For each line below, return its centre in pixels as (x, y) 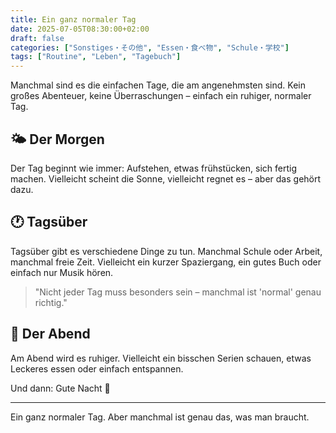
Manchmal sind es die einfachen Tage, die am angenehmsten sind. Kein (158, 85)
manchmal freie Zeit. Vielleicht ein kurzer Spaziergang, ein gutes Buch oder (166, 262)
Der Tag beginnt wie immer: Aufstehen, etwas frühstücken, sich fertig (153, 168)
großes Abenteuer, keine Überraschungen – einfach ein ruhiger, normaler (161, 96)
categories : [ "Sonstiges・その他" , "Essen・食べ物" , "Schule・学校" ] (150, 47)
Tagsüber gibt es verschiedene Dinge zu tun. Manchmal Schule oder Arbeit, (166, 251)
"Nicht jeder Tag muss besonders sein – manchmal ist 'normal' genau (178, 292)
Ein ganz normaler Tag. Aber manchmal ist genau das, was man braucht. (160, 417)
